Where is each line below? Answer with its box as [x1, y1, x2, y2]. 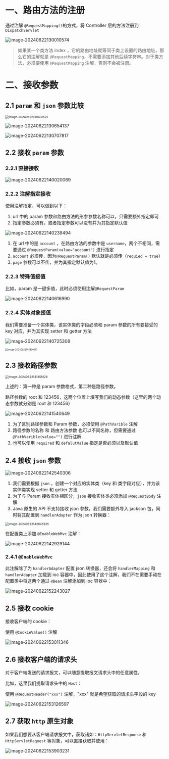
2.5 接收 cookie [5, 604, 54, 612]
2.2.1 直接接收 [5, 165, 39, 172]
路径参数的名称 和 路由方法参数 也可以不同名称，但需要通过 [12, 428, 136, 434]
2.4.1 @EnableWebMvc [5, 553, 53, 560]
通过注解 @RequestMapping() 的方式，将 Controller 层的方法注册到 [5, 22, 139, 28]
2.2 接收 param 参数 [5, 149, 65, 157]
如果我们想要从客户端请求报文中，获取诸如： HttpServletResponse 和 [5, 731, 147, 737]
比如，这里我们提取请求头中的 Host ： [5, 680, 82, 686]
